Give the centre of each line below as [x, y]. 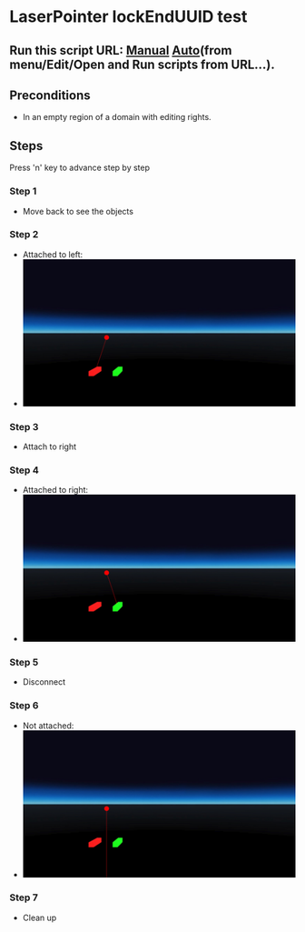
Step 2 [24, 235]
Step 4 [24, 470]
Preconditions [50, 95]
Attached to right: [55, 490]
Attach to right [49, 446]
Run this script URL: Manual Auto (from [121, 50]
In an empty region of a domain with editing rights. [117, 117]
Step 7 [24, 897]
